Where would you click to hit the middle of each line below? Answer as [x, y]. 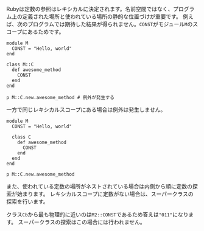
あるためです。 [46, 32]
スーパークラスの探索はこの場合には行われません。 [82, 222]
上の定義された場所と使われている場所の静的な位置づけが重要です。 [96, 16]
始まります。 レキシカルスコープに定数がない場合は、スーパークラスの [105, 194]
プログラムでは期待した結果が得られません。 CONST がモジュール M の [110, 24]
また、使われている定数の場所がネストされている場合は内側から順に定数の [100, 186]
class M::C [20, 64]
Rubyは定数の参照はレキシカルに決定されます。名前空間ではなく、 [90, 9]
